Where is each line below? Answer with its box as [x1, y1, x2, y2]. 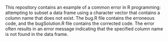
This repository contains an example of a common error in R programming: [5, 5, 161, 10]
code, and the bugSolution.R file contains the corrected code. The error [5, 20, 155, 26]
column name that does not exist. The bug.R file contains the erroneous [5, 15, 155, 21]
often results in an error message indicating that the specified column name [5, 26, 163, 32]
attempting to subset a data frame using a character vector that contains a [5, 10, 160, 16]
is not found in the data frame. [5, 31, 68, 37]
